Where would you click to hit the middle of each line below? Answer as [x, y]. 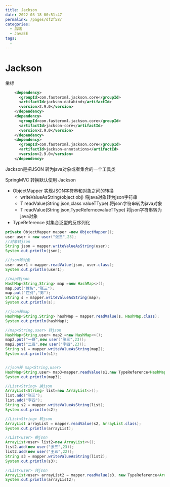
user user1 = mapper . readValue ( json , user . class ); [60, 265]
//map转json [17, 279]
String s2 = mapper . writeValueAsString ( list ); [55, 405]
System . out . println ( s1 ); [31, 354]
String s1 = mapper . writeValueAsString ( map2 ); [55, 349]
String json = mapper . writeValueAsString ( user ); [57, 246]
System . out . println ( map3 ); [34, 377]
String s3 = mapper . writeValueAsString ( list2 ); [56, 456]
